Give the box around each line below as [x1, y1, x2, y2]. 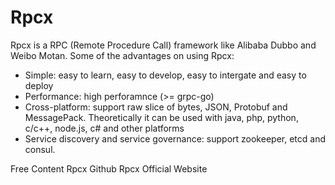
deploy [24, 79, 54, 91]
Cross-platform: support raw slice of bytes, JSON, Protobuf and [24, 101, 288, 113]
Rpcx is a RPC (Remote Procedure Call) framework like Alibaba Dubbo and [10, 39, 317, 51]
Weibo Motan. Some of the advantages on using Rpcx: [10, 49, 235, 61]
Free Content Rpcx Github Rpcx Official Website [10, 162, 208, 175]
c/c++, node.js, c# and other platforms [24, 122, 185, 134]
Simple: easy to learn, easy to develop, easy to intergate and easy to [24, 69, 307, 81]
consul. [24, 143, 56, 155]
